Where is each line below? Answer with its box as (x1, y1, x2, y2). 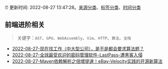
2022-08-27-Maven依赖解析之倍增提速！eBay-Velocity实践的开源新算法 (12, 58, 163, 64)
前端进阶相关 (5, 21, 45, 29)
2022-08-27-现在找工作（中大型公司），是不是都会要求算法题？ (12, 45, 145, 51)
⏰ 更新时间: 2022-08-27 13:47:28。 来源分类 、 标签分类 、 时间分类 (5, 5, 141, 10)
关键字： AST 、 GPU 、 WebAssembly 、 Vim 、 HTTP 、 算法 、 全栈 (17, 35, 132, 41)
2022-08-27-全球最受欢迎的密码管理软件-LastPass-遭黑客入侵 (12, 52, 143, 58)
